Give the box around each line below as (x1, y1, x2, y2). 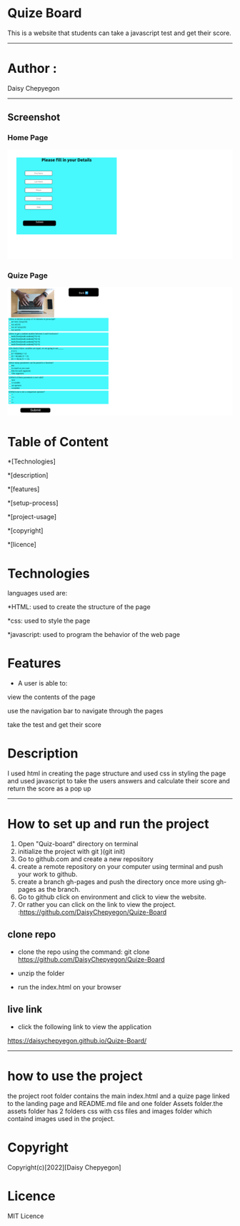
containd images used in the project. (7, 1114, 116, 1122)
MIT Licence (7, 1212, 44, 1220)
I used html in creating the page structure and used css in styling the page (7, 769, 226, 778)
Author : (7, 61, 57, 76)
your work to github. (17, 870, 78, 879)
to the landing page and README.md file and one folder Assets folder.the (7, 1099, 224, 1107)
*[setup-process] (7, 498, 59, 508)
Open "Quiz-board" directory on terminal (17, 840, 139, 848)
